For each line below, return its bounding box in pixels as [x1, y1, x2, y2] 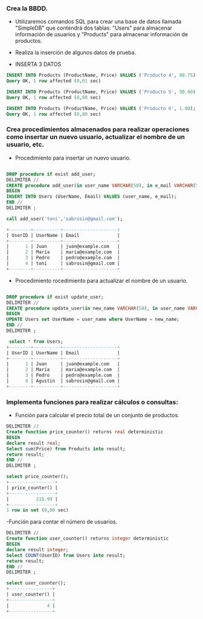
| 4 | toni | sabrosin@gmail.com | [6, 261, 120, 267]
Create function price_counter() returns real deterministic [6, 429, 164, 435]
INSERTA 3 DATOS [14, 60, 62, 68]
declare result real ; [6, 440, 61, 446]
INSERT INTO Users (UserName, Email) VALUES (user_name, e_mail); [6, 193, 177, 200]
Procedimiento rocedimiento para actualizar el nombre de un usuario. [14, 277, 188, 284]
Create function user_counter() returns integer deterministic [6, 536, 169, 542]
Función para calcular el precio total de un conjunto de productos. [14, 412, 179, 419]
